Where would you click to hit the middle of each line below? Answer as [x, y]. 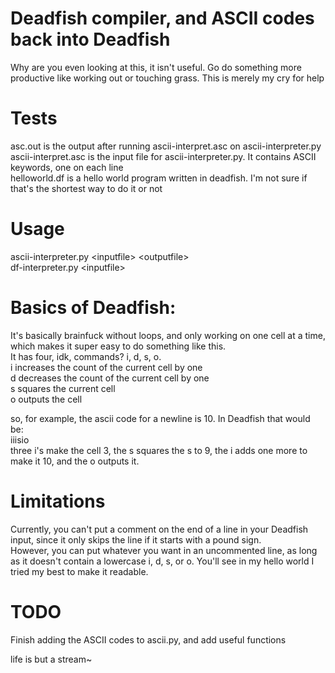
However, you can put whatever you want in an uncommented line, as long [164, 550]
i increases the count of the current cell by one [106, 367]
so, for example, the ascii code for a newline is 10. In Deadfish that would [160, 418]
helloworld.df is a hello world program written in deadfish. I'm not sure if [159, 178]
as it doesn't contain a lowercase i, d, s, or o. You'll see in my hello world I [162, 561]
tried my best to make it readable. [79, 571]
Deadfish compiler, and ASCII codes [162, 18]
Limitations [58, 501]
